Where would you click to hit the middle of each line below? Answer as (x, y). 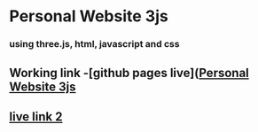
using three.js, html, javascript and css (94, 44)
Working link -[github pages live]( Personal (129, 73)
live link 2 (36, 116)
